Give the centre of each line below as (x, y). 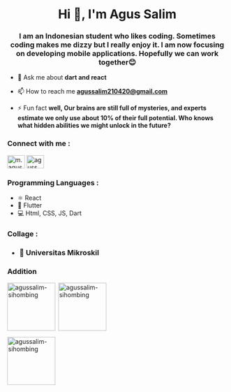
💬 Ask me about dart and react (62, 78)
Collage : (23, 234)
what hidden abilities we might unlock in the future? (94, 126)
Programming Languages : (53, 182)
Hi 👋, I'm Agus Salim (117, 14)
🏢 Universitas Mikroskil (59, 252)
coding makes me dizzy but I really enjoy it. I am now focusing (117, 45)
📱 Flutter (30, 205)
